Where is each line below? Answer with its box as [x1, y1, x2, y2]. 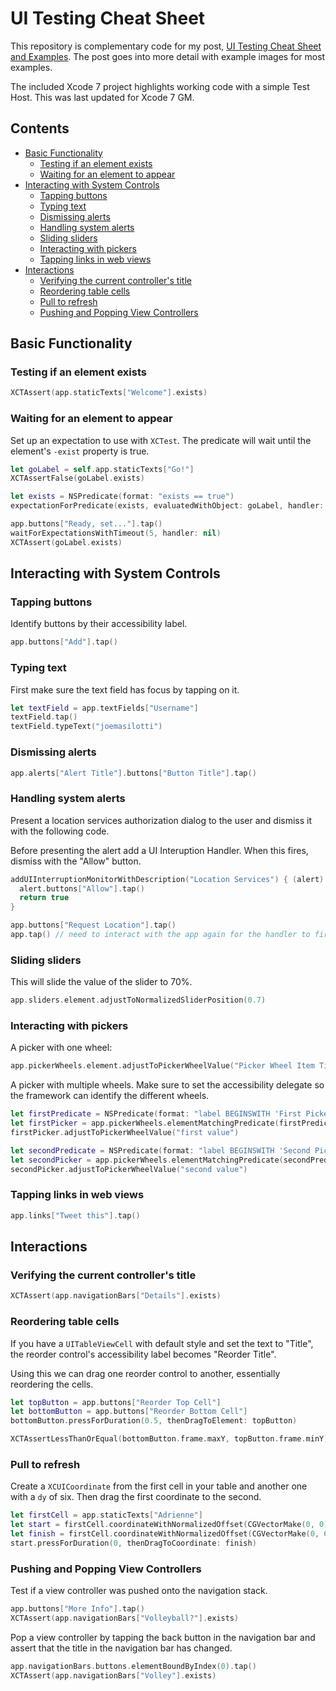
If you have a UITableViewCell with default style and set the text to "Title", [10, 1337, 314, 1349]
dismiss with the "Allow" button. [10, 855, 142, 867]
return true [19, 893, 70, 903]
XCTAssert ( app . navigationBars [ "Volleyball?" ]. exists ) [10, 1613, 240, 1624]
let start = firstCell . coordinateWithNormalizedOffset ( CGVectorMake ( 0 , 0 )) [10, 1520, 333, 1530]
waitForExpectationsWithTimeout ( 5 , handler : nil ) [10, 528, 222, 538]
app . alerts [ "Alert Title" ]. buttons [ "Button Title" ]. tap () [10, 768, 257, 778]
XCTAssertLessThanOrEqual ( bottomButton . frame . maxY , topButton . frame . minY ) [10, 1434, 329, 1444]
